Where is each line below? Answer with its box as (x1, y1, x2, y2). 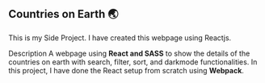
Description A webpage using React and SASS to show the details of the (8, 48, 250, 58)
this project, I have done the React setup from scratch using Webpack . (8, 65, 245, 75)
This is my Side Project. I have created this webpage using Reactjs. (8, 32, 232, 43)
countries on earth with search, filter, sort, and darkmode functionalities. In (8, 56, 258, 67)
